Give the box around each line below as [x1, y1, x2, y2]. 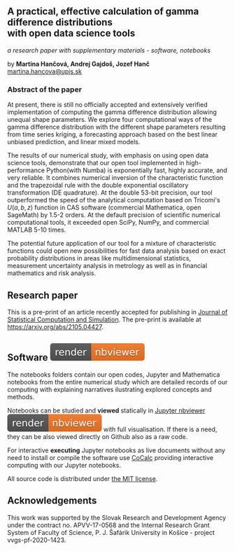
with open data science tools [7, 27, 136, 39]
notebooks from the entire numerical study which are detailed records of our [7, 377, 228, 386]
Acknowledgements [7, 495, 97, 507]
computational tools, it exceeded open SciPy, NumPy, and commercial [7, 218, 210, 227]
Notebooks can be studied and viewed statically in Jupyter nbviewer [7, 406, 206, 414]
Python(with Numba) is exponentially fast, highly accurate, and [46, 166, 227, 174]
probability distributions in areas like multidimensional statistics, [7, 254, 191, 263]
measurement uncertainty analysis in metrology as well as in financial [7, 262, 208, 270]
